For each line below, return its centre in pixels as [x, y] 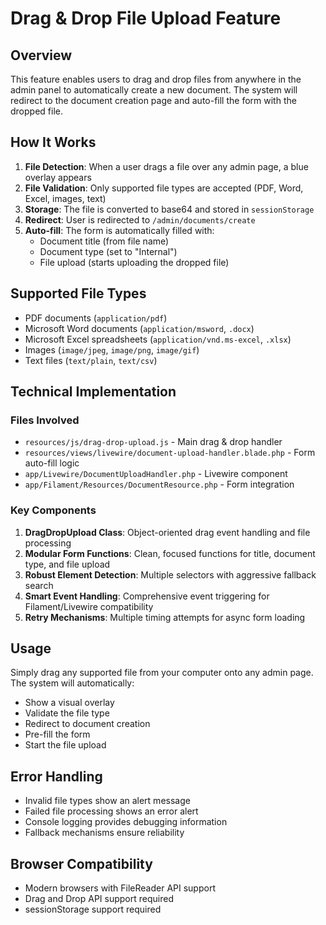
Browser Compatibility [81, 863]
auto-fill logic [52, 463]
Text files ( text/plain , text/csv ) [91, 360]
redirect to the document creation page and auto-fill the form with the [153, 100]
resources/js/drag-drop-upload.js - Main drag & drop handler [153, 442]
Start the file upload [65, 745]
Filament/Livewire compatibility [89, 606]
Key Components [53, 510]
